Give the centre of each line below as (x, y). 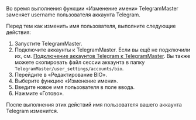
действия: (18, 32)
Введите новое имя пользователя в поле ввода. (75, 87)
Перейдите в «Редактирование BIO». (61, 75)
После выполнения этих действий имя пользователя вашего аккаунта (94, 104)
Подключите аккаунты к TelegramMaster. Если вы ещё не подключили (102, 50)
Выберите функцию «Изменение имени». (66, 81)
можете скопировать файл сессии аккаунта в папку (80, 62)
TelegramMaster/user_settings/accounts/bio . (69, 68)
